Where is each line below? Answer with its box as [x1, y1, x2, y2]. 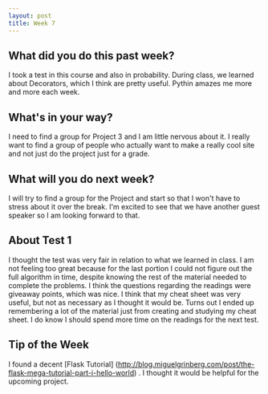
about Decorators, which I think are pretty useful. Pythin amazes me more [8, 79, 253, 88]
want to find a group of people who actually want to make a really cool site [8, 140, 255, 150]
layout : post [8, 11, 52, 20]
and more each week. [8, 87, 80, 97]
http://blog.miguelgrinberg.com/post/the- [117, 359, 255, 369]
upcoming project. [8, 376, 69, 386]
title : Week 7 [8, 19, 56, 27]
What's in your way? [8, 110, 113, 124]
